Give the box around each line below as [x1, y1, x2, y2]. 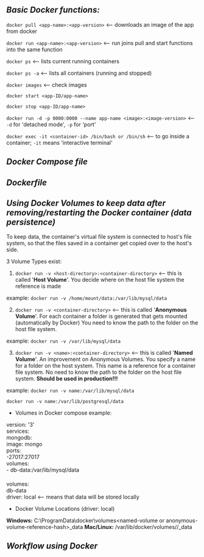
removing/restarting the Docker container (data [6, 207, 192, 218]
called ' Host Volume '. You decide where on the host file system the [15, 276, 185, 284]
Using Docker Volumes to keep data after [6, 198, 166, 208]
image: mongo [6, 441, 43, 448]
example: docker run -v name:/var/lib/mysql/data [6, 387, 135, 394]
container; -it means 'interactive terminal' [6, 139, 113, 146]
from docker [6, 27, 38, 35]
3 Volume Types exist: [6, 258, 62, 265]
